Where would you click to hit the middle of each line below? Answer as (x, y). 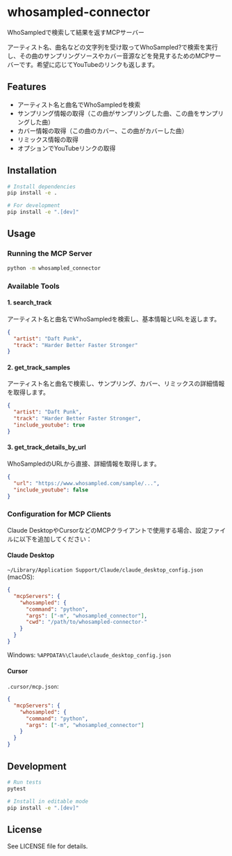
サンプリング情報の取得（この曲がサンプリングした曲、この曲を (108, 113)
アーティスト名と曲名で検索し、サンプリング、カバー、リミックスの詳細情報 (116, 383)
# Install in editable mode (48, 801)
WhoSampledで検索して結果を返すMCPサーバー (76, 32)
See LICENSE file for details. (48, 846)
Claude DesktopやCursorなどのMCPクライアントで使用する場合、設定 (108, 530)
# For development (34, 206)
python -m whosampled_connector (54, 268)
